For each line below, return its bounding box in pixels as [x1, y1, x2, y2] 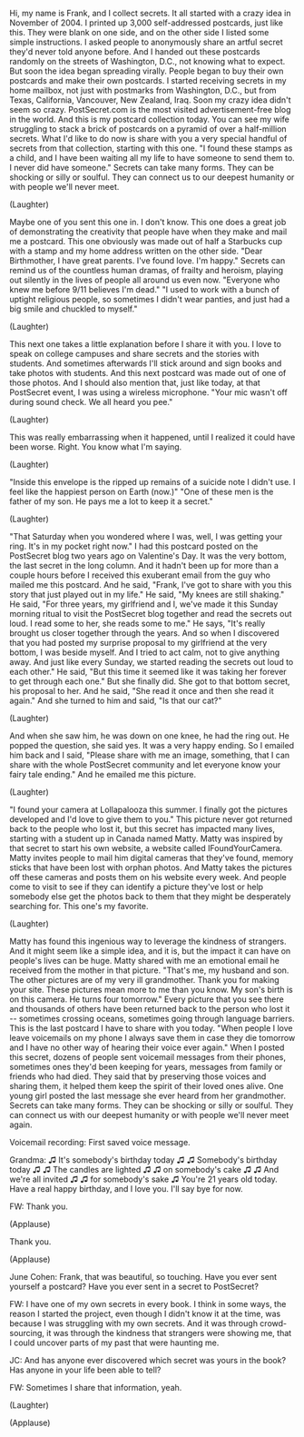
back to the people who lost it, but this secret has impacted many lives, [9, 824, 275, 834]
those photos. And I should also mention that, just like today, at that [9, 377, 260, 388]
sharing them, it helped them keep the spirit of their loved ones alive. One [9, 1081, 284, 1091]
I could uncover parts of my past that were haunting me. [9, 1337, 220, 1348]
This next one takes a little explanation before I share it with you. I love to [9, 339, 281, 349]
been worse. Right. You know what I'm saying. [9, 441, 182, 452]
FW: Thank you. [9, 1201, 68, 1212]
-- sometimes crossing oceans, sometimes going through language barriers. [9, 1013, 295, 1024]
